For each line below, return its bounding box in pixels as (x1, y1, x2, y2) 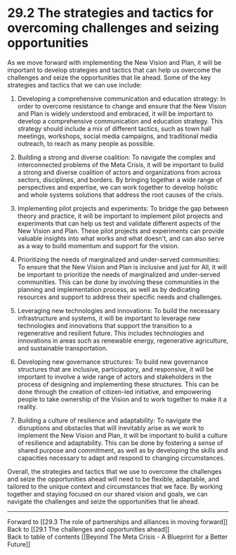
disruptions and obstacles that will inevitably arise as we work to (17, 423, 204, 432)
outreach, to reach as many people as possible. (17, 139, 155, 147)
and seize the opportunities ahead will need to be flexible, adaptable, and (7, 475, 220, 483)
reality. (17, 402, 37, 410)
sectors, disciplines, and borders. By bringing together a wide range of (17, 175, 223, 184)
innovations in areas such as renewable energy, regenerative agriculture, (17, 336, 229, 345)
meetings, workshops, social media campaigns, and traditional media (17, 132, 218, 140)
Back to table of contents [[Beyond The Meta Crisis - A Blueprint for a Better (7, 532, 228, 541)
